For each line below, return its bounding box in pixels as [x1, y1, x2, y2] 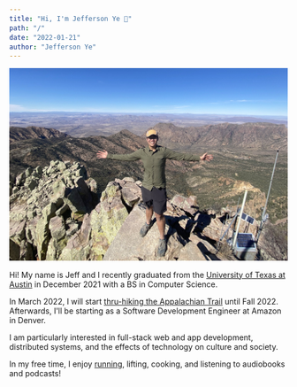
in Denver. [9, 314, 47, 325]
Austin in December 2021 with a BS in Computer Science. [9, 279, 218, 290]
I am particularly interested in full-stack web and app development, [9, 332, 254, 343]
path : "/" [9, 23, 46, 33]
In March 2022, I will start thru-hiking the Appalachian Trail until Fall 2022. [9, 296, 278, 306]
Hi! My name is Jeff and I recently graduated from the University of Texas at [9, 269, 286, 280]
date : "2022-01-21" [9, 33, 81, 42]
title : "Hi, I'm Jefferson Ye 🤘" [9, 14, 133, 23]
